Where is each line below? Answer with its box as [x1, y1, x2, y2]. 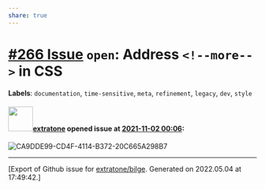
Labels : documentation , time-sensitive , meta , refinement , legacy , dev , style [8, 88, 252, 98]
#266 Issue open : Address [8, 45, 180, 63]
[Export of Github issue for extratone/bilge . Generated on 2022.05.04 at [8, 164, 242, 173]
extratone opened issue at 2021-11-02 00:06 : [32, 124, 185, 134]
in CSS [18, 62, 63, 80]
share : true [8, 11, 47, 20]
